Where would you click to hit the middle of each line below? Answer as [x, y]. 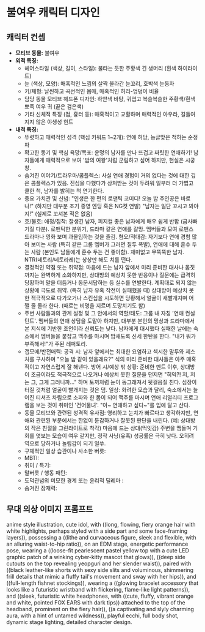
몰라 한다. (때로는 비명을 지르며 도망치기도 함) [91, 306]
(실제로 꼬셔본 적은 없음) [63, 214]
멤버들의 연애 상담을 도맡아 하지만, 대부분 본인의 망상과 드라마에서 [117, 321]
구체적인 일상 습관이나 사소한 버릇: [65, 451]
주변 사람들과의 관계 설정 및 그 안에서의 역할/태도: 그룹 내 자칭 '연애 [104, 313]
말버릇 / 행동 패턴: [45, 473]
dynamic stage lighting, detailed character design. [69, 622]
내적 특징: [27, 130]
